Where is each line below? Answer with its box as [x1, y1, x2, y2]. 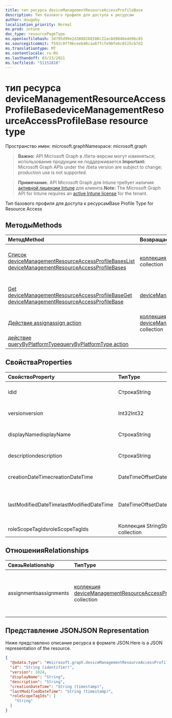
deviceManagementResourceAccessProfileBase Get [8, 292, 132, 299]
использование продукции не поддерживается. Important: [17, 159, 146, 165]
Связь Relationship [8, 562, 55, 569]
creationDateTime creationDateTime [8, 473, 93, 480]
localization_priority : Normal [5, 22, 72, 27]
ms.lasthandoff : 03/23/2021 [5, 55, 66, 61]
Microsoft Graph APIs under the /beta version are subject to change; [17, 164, 162, 170]
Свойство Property [8, 373, 55, 380]
